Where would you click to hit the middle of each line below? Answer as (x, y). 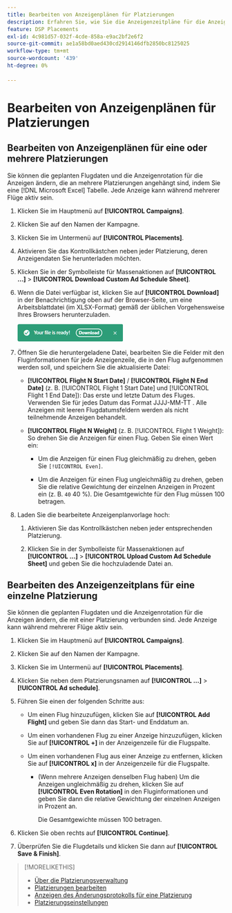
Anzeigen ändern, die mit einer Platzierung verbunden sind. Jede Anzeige (112, 620)
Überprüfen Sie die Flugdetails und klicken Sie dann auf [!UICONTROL (117, 847)
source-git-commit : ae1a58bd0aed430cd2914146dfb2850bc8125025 (98, 44)
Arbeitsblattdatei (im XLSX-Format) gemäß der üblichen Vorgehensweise (121, 307)
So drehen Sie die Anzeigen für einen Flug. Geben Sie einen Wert (120, 438)
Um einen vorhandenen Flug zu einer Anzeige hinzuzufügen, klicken (125, 736)
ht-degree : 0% (28, 66)
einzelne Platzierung (52, 596)
